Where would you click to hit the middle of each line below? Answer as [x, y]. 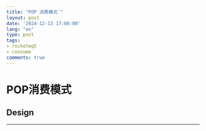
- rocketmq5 [21, 47]
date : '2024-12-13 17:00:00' [44, 23]
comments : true [26, 58]
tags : [13, 40]
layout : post [23, 18]
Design [20, 113]
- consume [19, 52]
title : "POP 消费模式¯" [35, 12]
